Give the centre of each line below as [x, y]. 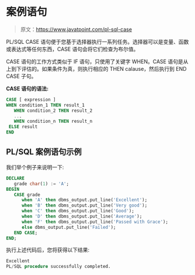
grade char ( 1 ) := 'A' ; [41, 184]
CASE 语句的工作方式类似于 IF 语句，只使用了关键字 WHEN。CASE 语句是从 [97, 61]
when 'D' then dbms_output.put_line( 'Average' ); [82, 216]
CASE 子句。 [21, 76]
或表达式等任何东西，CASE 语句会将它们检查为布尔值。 [72, 49]
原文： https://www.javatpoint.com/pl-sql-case [76, 29]
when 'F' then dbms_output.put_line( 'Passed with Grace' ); [95, 222]
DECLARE [15, 178]
